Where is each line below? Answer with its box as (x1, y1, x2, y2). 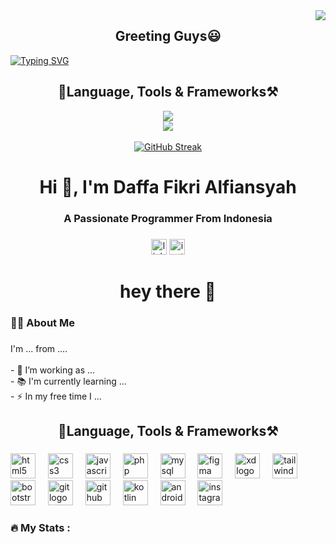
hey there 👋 (119, 280, 217, 303)
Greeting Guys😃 (114, 28, 222, 45)
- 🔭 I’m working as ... (10, 364, 96, 376)
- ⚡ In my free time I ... (10, 390, 102, 402)
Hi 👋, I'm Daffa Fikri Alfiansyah (39, 175, 297, 198)
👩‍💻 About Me (10, 315, 75, 329)
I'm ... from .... (10, 342, 68, 354)
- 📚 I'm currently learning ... (10, 375, 127, 387)
